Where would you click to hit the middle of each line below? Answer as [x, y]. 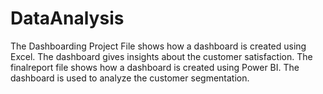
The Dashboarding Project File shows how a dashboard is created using [158, 46]
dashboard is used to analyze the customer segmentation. [130, 78]
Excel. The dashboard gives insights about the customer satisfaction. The [161, 56]
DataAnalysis [67, 18]
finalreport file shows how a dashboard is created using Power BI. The [155, 67]
